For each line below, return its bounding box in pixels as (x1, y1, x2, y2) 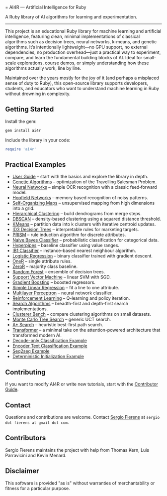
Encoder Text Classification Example (12, 343, 88, 349)
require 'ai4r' (5, 146, 37, 151)
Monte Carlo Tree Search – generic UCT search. (12, 316, 111, 323)
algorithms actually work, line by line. (5, 65, 81, 71)
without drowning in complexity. (5, 91, 71, 97)
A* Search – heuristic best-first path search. (12, 322, 103, 328)
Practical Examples (5, 160, 66, 169)
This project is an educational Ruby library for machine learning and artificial (5, 28, 162, 34)
